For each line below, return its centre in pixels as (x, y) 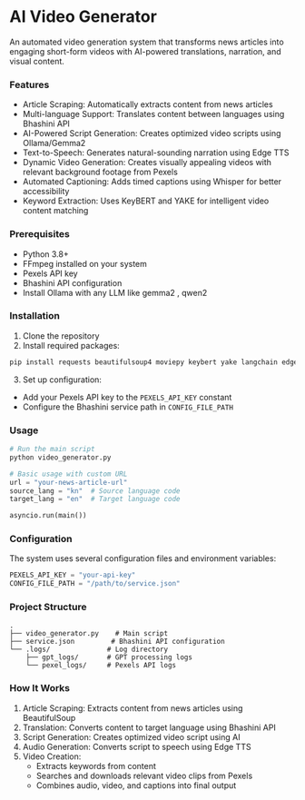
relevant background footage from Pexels (100, 172)
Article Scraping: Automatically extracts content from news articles (148, 104)
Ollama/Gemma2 (54, 143)
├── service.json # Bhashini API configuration (117, 642)
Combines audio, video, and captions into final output (136, 785)
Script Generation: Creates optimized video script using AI (131, 736)
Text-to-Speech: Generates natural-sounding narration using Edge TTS (156, 153)
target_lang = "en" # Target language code (95, 499)
